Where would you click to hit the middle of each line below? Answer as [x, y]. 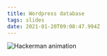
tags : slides [26, 20]
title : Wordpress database [46, 13]
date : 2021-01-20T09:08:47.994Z [53, 26]
